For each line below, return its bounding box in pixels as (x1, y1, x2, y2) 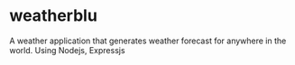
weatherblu (9, 5, 97, 26)
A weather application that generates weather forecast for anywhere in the (9, 35, 287, 46)
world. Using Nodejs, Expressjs (9, 44, 125, 55)
